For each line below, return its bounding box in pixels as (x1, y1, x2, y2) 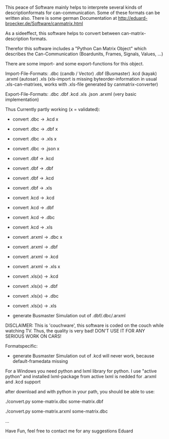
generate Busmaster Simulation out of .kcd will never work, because (12, 353, 155, 359)
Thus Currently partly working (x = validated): (5, 106, 100, 112)
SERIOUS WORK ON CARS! (5, 333, 62, 339)
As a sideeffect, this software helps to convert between (5, 30, 120, 36)
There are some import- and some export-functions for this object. (5, 61, 144, 66)
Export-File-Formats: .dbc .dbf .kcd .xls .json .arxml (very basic (5, 91, 137, 97)
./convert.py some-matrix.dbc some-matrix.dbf (5, 398, 103, 405)
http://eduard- (118, 15, 148, 21)
